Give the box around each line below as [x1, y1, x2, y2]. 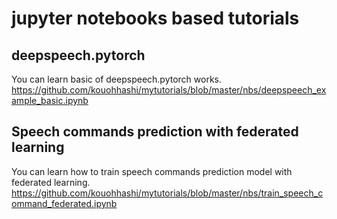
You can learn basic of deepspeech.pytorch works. [11, 73, 223, 85]
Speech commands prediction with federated [11, 123, 299, 141]
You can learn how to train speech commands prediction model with [11, 165, 293, 177]
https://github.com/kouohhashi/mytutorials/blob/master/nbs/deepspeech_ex [11, 84, 327, 96]
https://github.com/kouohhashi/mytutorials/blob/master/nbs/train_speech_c [11, 187, 324, 199]
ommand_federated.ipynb [11, 197, 118, 209]
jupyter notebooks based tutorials [11, 7, 300, 30]
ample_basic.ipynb [11, 95, 89, 106]
